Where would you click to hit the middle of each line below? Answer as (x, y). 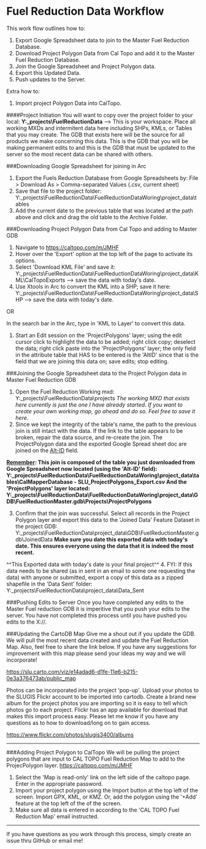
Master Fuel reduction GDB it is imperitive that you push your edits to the (98, 608)
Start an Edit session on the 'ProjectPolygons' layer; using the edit (98, 335)
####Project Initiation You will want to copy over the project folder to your (100, 115)
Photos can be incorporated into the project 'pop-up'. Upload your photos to (103, 690)
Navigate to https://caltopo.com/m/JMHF (67, 247)
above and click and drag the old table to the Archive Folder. (91, 217)
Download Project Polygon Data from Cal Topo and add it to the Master (105, 53)
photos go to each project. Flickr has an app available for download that (97, 710)
